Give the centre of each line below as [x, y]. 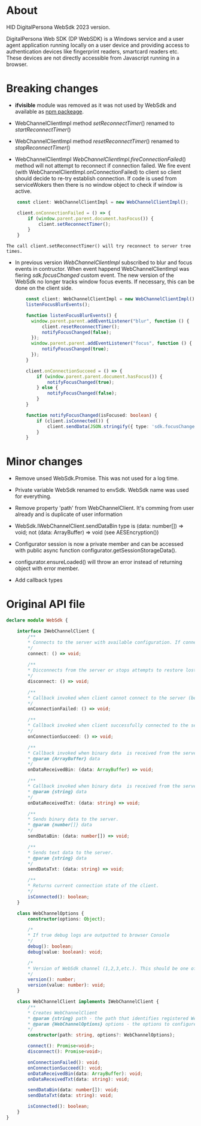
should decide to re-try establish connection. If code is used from [96, 178]
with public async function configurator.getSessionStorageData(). [96, 551]
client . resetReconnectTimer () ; [81, 327]
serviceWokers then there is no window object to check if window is [99, 184]
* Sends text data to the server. [71, 852]
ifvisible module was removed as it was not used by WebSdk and [95, 105]
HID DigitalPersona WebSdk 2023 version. [58, 27]
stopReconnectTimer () [42, 147]
